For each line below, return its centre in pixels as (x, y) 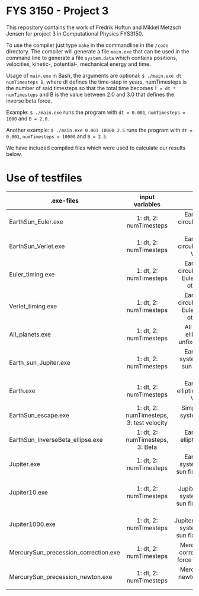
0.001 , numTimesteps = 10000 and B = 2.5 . (57, 136)
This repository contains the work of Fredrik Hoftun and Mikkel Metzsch (94, 27)
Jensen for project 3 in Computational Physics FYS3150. (75, 33)
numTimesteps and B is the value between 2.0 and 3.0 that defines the (90, 94)
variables (147, 204)
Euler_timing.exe (32, 274)
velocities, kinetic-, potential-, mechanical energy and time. (78, 64)
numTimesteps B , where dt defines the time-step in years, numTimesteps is (97, 82)
